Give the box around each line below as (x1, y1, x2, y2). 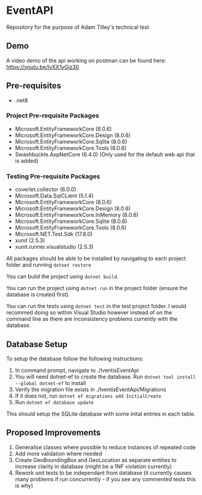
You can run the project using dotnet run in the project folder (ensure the (6, 285, 188, 292)
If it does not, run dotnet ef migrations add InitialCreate (14, 392, 162, 399)
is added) (14, 157, 39, 164)
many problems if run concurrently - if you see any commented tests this (14, 475, 196, 482)
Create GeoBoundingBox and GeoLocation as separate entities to (14, 456, 177, 463)
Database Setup (6, 339, 68, 349)
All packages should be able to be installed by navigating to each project (6, 255, 186, 262)
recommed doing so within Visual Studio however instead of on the (6, 309, 173, 316)
